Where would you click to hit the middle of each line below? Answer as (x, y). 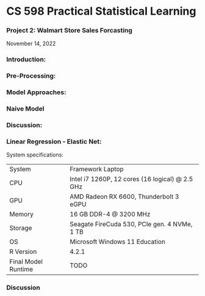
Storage (21, 228)
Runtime (21, 269)
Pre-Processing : (31, 76)
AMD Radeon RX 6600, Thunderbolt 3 (124, 197)
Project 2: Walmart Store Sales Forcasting (70, 31)
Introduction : (26, 59)
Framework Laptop (97, 169)
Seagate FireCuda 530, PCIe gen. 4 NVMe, (131, 224)
